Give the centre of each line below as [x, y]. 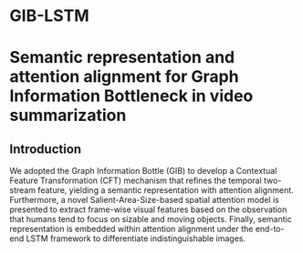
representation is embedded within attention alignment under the [131, 229]
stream [23, 190]
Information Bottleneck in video [131, 96]
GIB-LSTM [49, 16]
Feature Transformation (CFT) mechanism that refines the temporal [136, 181]
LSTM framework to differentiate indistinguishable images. [136, 238]
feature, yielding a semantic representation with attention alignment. [166, 190]
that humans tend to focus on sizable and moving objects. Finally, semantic [151, 219]
